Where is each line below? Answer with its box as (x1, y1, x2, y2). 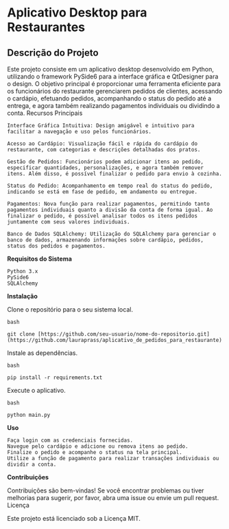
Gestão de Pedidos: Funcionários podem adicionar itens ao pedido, (7, 158, 204, 165)
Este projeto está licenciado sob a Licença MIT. (7, 515, 141, 522)
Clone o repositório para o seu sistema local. (7, 305, 134, 314)
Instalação (7, 292, 38, 300)
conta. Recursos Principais (7, 109, 83, 117)
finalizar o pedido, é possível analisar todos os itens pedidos (7, 213, 197, 219)
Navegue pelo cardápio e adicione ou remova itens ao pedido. (7, 443, 189, 450)
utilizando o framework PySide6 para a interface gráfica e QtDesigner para (7, 72, 219, 80)
